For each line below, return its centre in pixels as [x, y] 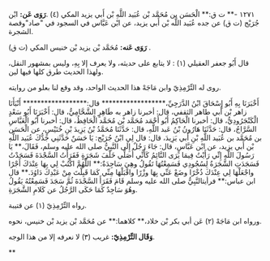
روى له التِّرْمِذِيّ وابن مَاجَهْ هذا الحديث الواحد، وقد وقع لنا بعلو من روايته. [115, 87]
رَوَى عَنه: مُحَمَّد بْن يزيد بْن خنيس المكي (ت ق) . [80, 47]
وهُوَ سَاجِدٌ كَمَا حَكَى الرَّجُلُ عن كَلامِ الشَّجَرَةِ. [73, 189]
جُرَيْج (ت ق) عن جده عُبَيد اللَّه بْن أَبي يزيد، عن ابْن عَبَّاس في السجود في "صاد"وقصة [134, 23]
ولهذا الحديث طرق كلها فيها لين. [56, 72]
